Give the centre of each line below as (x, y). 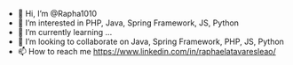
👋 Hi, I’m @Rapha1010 (57, 14)
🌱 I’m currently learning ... (65, 32)
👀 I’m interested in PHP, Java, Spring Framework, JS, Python (128, 23)
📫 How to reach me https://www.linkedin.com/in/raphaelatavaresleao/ (147, 51)
